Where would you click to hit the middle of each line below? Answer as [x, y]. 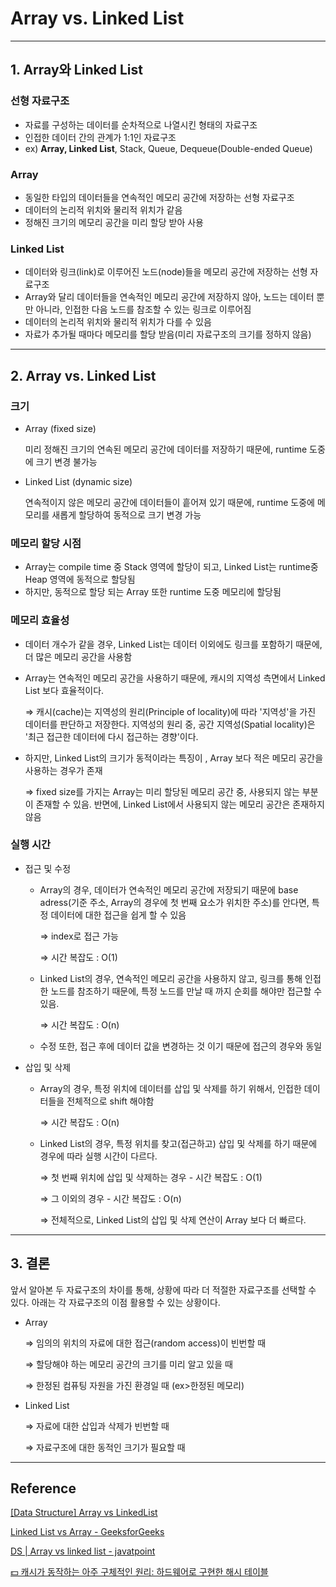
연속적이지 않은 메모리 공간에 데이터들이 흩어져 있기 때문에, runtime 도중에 [170, 502]
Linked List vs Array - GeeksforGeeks [87, 1532]
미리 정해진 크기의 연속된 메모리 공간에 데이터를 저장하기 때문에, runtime [166, 449]
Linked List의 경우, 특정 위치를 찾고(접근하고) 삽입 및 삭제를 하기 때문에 [178, 1143]
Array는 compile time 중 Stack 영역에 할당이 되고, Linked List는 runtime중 [171, 567]
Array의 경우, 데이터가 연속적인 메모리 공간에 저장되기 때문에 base [169, 889]
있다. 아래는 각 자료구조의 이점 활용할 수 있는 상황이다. [115, 1302]
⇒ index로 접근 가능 [79, 936]
